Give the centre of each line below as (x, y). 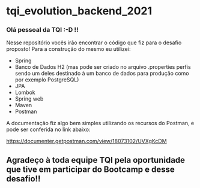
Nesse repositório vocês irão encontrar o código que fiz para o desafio (94, 43)
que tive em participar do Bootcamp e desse (91, 169)
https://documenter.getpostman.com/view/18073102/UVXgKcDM (86, 141)
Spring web (29, 99)
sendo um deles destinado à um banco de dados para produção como (102, 74)
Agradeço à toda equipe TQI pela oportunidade (95, 160)
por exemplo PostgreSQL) (47, 80)
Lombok (25, 93)
